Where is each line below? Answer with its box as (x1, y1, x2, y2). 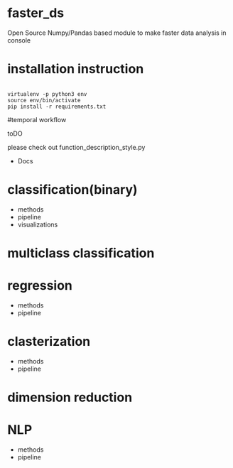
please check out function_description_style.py (7, 143, 146, 151)
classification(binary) (7, 182, 138, 198)
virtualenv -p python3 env (7, 90, 87, 97)
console (7, 36, 31, 44)
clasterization (7, 334, 91, 349)
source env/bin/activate (7, 97, 81, 104)
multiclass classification (7, 245, 155, 261)
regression (7, 278, 73, 294)
